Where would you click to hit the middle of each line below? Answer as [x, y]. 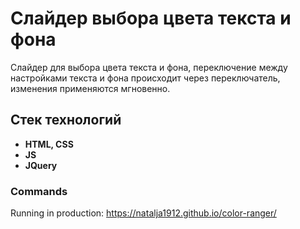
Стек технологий [66, 120]
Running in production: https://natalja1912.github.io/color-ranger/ [143, 213]
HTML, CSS [49, 144]
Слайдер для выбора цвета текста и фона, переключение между [149, 67]
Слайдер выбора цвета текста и [151, 18]
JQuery [41, 165]
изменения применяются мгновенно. [90, 88]
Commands [39, 191]
